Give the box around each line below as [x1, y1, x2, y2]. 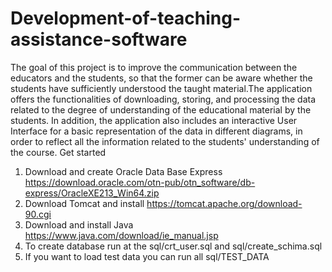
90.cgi [24, 208, 52, 220]
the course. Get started [10, 146, 107, 158]
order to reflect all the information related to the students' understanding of [10, 135, 320, 147]
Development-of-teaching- [10, 7, 242, 30]
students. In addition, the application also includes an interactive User [10, 114, 298, 126]
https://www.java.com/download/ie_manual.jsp [24, 229, 219, 241]
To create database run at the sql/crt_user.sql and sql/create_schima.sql [24, 240, 323, 252]
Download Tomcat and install [24, 197, 145, 209]
